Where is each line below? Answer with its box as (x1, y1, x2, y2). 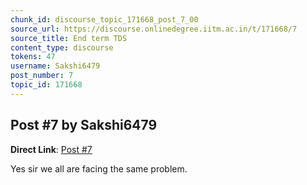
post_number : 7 (10, 71, 74, 81)
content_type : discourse (10, 42, 114, 53)
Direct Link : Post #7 (10, 143, 93, 155)
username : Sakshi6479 (10, 61, 101, 71)
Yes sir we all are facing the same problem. (10, 162, 188, 175)
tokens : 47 (10, 52, 56, 62)
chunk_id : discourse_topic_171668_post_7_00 (10, 14, 199, 25)
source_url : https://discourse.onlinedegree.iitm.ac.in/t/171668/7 (10, 24, 298, 34)
